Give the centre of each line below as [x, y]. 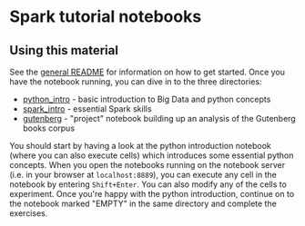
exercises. [29, 213]
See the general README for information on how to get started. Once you [147, 72]
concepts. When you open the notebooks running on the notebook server [147, 165]
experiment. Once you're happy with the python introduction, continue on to [152, 194]
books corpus [49, 128]
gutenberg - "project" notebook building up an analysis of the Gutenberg [159, 118]
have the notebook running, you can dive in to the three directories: [136, 82]
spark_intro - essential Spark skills [87, 109]
